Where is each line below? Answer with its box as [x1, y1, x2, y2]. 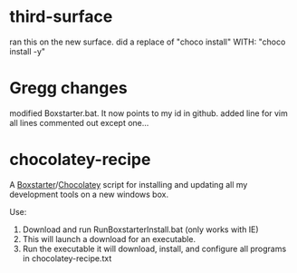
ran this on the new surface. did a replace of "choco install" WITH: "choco [9, 36, 286, 47]
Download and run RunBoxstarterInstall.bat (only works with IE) [22, 224, 260, 235]
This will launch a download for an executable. [22, 233, 196, 244]
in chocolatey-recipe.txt [22, 252, 112, 264]
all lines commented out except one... [9, 117, 149, 128]
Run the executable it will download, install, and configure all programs [22, 243, 287, 254]
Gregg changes [9, 78, 129, 99]
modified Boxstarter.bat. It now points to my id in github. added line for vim [9, 107, 288, 119]
